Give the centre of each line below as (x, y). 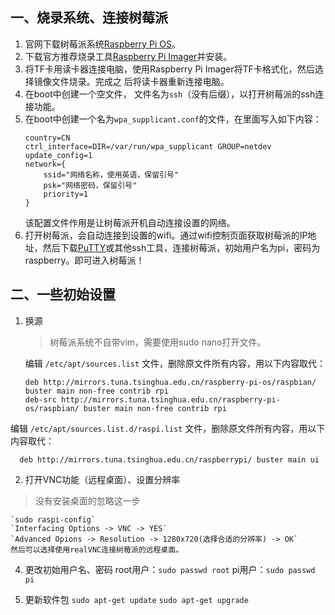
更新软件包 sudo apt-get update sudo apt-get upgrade (136, 599)
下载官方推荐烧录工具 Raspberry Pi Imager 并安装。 (128, 56)
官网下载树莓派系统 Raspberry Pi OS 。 (103, 44)
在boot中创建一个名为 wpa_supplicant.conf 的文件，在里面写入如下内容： (173, 119)
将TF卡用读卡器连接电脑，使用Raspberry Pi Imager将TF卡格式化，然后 (169, 69)
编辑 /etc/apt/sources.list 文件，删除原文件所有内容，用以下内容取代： (175, 363)
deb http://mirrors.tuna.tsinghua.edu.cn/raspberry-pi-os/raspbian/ (170, 382)
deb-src (40, 399)
